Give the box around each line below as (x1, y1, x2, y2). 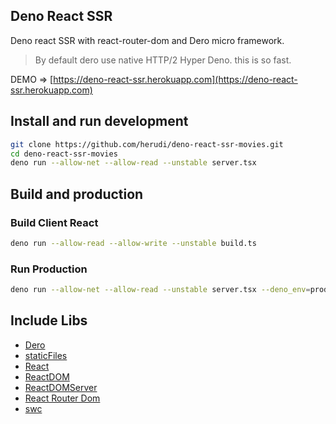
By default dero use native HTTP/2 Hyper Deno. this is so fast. (34, 54, 292, 66)
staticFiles (24, 349, 68, 361)
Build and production (10, 185, 144, 203)
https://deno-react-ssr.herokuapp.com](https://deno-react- (53, 73, 298, 85)
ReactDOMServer (24, 381, 98, 393)
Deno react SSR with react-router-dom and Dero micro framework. (10, 34, 285, 46)
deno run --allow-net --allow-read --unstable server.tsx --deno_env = (10, 285, 311, 295)
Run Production (10, 262, 88, 276)
